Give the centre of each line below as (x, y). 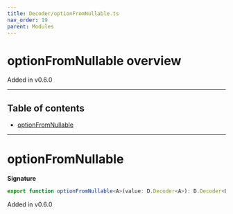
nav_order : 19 (28, 20)
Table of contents (46, 108)
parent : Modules (31, 26)
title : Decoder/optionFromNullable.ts (63, 14)
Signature (22, 179)
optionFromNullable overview (94, 61)
